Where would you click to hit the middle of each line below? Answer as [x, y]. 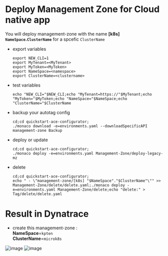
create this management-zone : [45, 228]
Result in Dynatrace [47, 214]
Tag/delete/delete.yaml [37, 194]
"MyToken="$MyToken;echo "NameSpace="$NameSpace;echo [70, 99]
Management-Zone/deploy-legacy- [129, 153]
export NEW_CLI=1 [31, 58]
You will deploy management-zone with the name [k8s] [62, 34]
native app [28, 20]
